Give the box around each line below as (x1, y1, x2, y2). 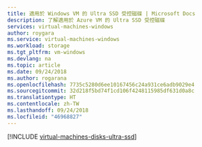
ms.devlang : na (7, 55, 52, 62)
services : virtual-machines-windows (7, 23, 114, 30)
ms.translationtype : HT (7, 94, 77, 101)
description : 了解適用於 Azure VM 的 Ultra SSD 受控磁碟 (7, 17, 166, 24)
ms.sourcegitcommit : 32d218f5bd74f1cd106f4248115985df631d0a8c (7, 87, 195, 94)
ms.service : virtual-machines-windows (7, 36, 120, 43)
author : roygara (7, 29, 54, 37)
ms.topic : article (7, 62, 61, 69)
